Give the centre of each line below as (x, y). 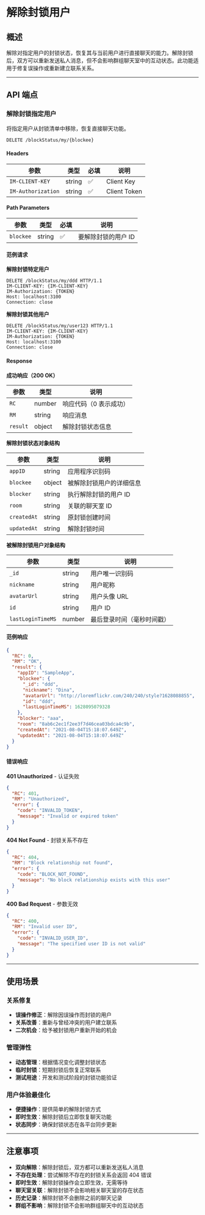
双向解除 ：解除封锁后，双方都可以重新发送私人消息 (79, 1167)
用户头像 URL (110, 596)
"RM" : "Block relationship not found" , (63, 863)
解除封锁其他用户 (28, 314)
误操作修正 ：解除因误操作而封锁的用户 (63, 1015)
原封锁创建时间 (89, 517)
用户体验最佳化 (28, 1095)
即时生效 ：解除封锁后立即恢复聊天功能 (63, 1117)
